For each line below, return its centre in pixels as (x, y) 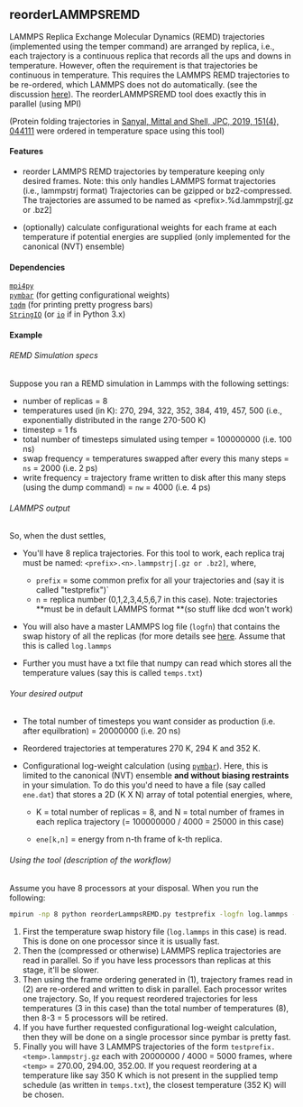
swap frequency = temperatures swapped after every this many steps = (156, 458)
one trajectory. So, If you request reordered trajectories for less (140, 998)
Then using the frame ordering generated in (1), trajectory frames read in (157, 979)
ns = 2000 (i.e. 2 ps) (60, 468)
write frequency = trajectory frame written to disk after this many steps (154, 478)
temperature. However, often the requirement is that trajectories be (134, 65)
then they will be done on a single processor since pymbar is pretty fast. (156, 1037)
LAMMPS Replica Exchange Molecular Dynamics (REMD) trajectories (138, 36)
